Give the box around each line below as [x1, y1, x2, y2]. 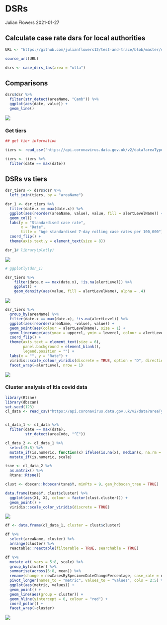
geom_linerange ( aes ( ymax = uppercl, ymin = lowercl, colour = [9, 330, 141, 335]
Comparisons [5, 79, 48, 87]
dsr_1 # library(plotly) [5, 248, 55, 252]
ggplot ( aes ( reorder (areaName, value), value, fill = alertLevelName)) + [9, 211, 164, 216]
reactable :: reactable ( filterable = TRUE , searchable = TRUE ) [9, 546, 139, 551]
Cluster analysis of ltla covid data [5, 384, 88, 391]
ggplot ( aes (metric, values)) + [9, 583, 75, 588]
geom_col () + [9, 215, 37, 221]
